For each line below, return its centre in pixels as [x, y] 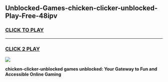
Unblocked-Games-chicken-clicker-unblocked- [81, 8]
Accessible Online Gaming [33, 74]
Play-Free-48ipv [31, 16]
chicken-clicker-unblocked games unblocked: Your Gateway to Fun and [81, 69]
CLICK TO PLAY [24, 30]
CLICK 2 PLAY [22, 49]
